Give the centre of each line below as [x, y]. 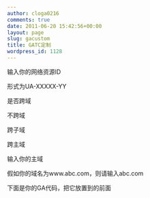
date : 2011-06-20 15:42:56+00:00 [55, 26]
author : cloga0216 [33, 13]
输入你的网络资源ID [34, 72]
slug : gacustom [29, 39]
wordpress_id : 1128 [35, 52]
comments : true [29, 20]
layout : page [26, 32]
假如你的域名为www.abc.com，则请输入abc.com [75, 173]
